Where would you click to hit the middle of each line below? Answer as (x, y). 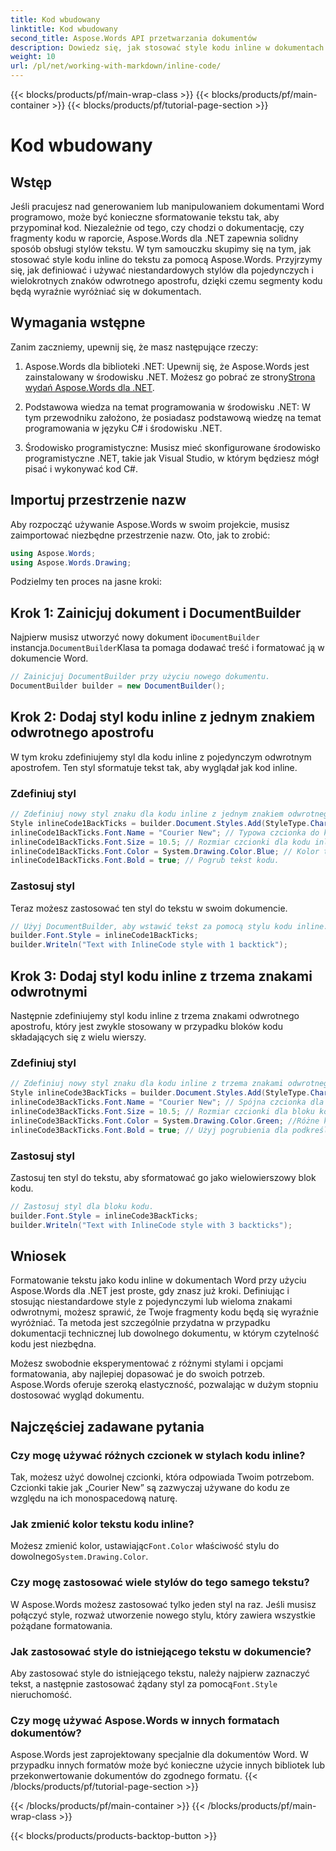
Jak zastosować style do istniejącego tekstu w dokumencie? (161, 1651)
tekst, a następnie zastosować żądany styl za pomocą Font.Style (144, 1683)
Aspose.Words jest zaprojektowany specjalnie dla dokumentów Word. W (159, 1755)
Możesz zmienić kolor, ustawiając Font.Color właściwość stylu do (145, 1546)
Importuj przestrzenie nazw (98, 500)
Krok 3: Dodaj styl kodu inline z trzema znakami (161, 976)
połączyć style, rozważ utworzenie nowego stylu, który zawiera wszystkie (163, 1615)
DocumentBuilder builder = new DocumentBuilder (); (118, 686)
